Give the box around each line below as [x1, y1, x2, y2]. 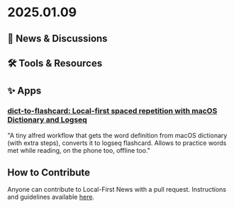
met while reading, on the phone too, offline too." [7, 146, 150, 154]
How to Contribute [7, 167, 91, 179]
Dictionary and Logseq [7, 115, 87, 125]
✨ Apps [7, 85, 42, 97]
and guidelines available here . [7, 192, 94, 202]
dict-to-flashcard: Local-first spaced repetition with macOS [7, 106, 218, 116]
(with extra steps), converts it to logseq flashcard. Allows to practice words [7, 139, 227, 147]
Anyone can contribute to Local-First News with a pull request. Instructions [7, 185, 227, 194]
